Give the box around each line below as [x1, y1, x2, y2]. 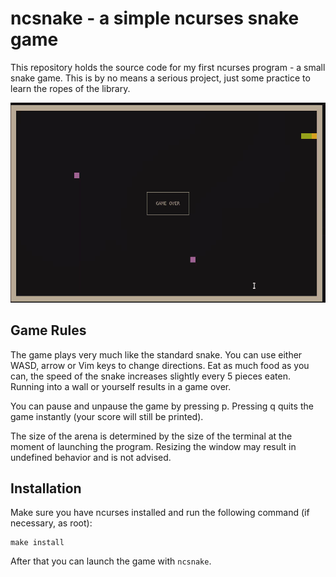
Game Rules [10, 322, 87, 339]
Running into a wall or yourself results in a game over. [10, 380, 232, 392]
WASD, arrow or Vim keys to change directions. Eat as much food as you [10, 359, 310, 371]
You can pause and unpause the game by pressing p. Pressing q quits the [10, 400, 314, 412]
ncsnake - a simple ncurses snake [10, 7, 300, 30]
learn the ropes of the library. [10, 82, 131, 94]
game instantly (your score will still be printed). [10, 410, 204, 422]
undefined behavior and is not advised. [10, 451, 172, 463]
